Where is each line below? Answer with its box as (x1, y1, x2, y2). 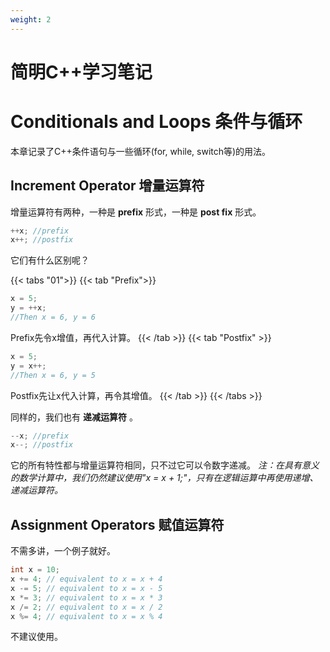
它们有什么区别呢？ (10, 254, 90, 266)
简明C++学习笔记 (10, 61, 153, 83)
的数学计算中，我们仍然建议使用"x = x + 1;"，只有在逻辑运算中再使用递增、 (10, 472, 319, 484)
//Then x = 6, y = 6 (10, 312, 97, 323)
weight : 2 (10, 14, 52, 25)
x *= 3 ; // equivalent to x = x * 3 (10, 592, 163, 603)
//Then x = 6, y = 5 (10, 370, 97, 380)
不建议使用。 (10, 631, 63, 643)
